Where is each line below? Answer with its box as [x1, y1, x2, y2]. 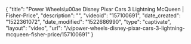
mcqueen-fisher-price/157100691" [5, 31, 90, 38]
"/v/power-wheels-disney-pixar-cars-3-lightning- [63, 24, 186, 32]
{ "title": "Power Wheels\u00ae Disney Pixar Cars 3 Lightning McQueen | [5, 6, 184, 12]
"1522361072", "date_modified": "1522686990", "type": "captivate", [5, 18, 171, 25]
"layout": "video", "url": [5, 24, 63, 32]
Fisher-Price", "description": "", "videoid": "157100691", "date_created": [5, 12, 181, 19]
